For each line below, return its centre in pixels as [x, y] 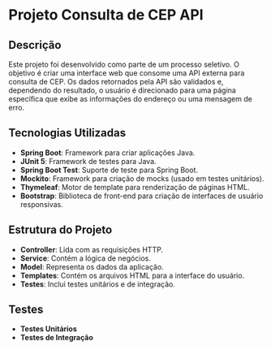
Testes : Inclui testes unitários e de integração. [98, 284]
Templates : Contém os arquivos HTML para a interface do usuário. [132, 275]
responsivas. [41, 204]
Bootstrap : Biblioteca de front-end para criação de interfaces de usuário [142, 196]
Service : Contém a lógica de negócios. [86, 258]
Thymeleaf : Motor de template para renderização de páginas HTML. [135, 187]
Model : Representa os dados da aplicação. [92, 266]
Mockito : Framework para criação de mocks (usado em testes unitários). [142, 178]
